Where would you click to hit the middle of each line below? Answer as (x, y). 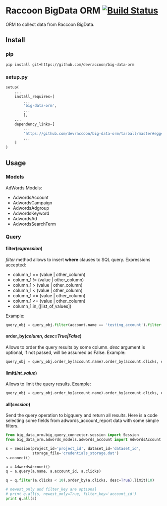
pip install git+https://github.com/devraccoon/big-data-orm (70, 65)
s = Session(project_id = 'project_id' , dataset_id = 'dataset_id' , (73, 448)
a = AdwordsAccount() (28, 467)
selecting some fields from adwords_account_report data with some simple (82, 421)
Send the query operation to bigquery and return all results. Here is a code (82, 416)
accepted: (16, 265)
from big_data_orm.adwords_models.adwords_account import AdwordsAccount (83, 440)
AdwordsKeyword (31, 213)
